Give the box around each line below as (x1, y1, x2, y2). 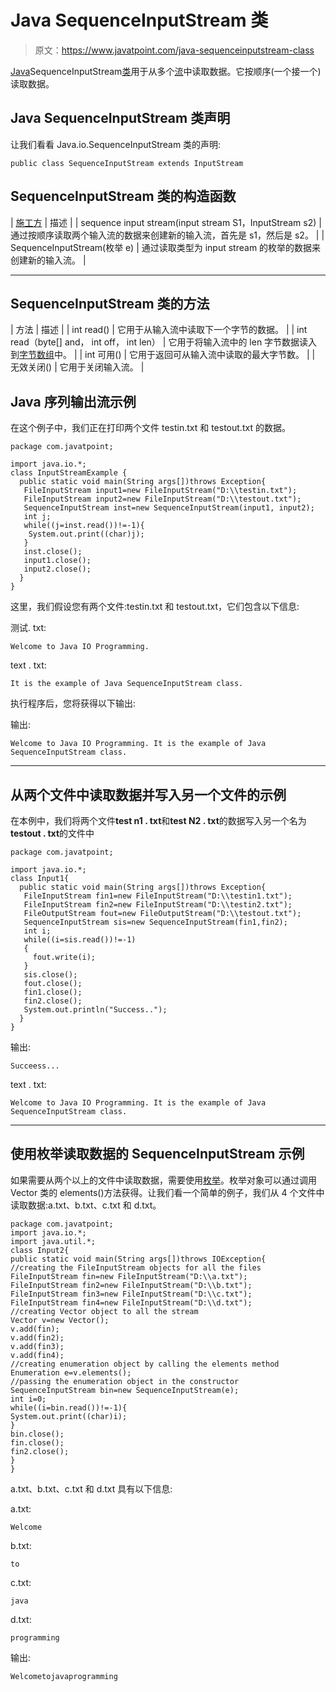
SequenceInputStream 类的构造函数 (10, 188, 237, 205)
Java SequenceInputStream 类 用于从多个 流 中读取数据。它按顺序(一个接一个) (10, 65, 322, 77)
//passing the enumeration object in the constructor (10, 1376, 240, 1386)
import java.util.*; (10, 1236, 97, 1246)
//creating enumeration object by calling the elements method (10, 1359, 280, 1369)
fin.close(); (10, 1437, 65, 1448)
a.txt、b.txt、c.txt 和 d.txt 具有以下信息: (10, 1482, 173, 1495)
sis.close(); (23, 970, 78, 980)
